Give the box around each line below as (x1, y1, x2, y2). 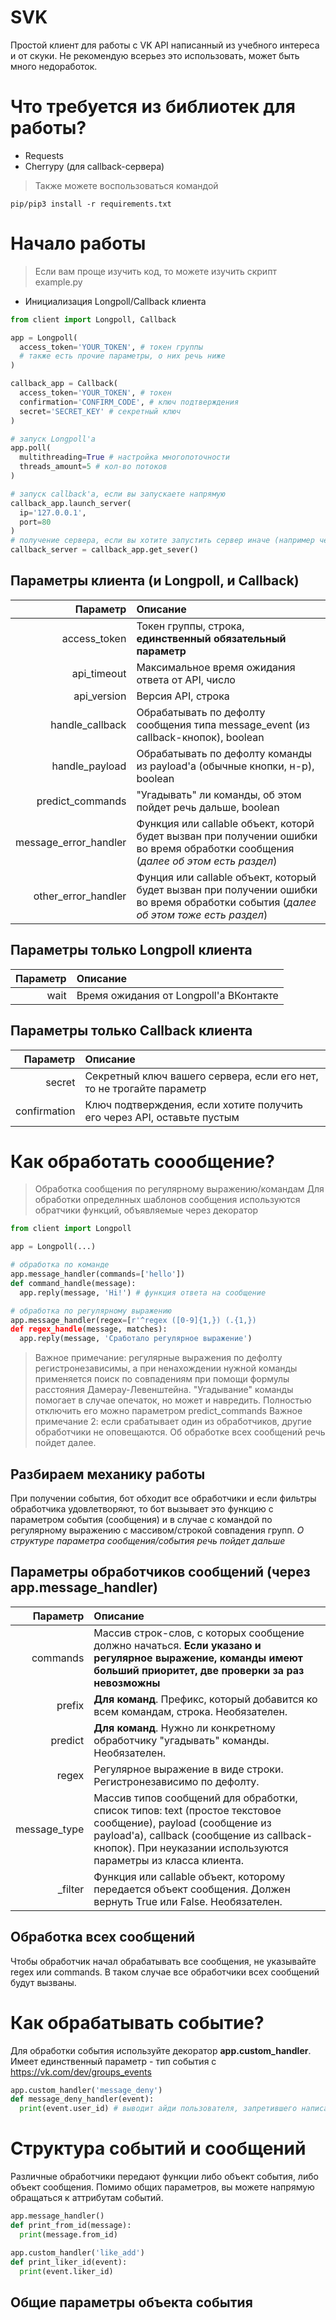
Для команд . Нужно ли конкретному (93, 1721, 276, 1735)
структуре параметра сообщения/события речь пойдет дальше (10, 1535, 286, 1546)
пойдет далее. (34, 1437, 97, 1449)
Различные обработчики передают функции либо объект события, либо (10, 2171, 319, 2183)
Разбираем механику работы (10, 1466, 206, 1483)
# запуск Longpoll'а (10, 434, 97, 444)
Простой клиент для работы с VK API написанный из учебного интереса (10, 39, 320, 51)
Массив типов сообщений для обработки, (93, 1791, 298, 1805)
